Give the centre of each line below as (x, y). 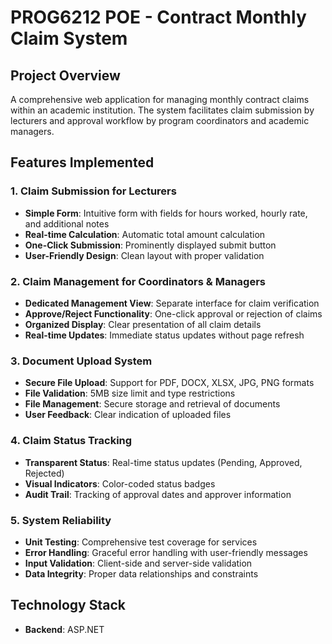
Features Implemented (82, 162)
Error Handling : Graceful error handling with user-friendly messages (166, 552)
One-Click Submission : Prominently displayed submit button (150, 245)
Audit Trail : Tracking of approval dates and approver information (158, 494)
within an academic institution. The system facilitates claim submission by (162, 110)
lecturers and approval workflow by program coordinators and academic (160, 120)
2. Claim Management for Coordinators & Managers (138, 281)
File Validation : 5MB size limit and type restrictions (130, 393)
